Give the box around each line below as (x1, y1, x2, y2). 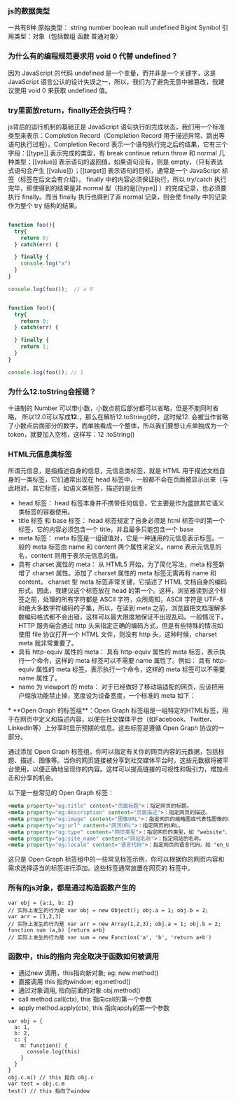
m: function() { (20, 1042, 69, 1049)
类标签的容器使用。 (18, 507, 74, 516)
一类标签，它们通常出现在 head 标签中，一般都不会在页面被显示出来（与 (20, 475, 228, 484)
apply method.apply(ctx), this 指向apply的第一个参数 (18, 1003, 170, 1012)
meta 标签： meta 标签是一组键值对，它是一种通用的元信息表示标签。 (18, 534, 218, 542)
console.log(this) (26, 1048, 81, 1055)
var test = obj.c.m (8, 1080, 65, 1087)
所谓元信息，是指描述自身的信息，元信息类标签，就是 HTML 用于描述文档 (8, 467, 219, 475)
